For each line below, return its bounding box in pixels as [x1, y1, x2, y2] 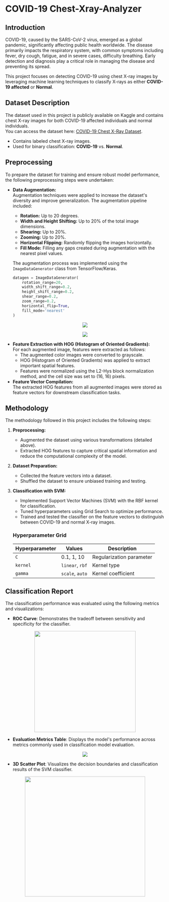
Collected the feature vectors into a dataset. [20, 473, 112, 479]
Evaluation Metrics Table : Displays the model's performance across [12, 737, 156, 743]
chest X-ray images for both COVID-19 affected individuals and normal [5, 117, 153, 123]
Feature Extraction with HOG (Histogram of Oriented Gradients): [12, 341, 150, 347]
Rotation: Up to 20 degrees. [20, 212, 79, 219]
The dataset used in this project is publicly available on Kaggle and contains [5, 112, 163, 118]
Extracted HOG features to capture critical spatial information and [20, 448, 157, 454]
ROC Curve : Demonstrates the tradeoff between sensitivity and [12, 616, 145, 622]
